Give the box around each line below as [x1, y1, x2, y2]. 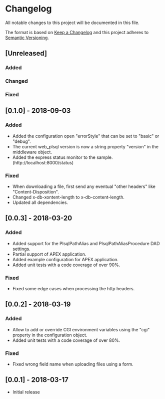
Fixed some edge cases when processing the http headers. [12, 286, 135, 292]
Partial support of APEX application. [12, 251, 86, 257]
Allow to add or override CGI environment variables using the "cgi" [12, 326, 150, 332]
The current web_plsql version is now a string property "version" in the [12, 143, 159, 149]
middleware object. [12, 149, 52, 155]
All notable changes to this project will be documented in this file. [5, 20, 140, 26]
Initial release [12, 389, 40, 395]
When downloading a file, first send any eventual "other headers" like [12, 183, 156, 189]
